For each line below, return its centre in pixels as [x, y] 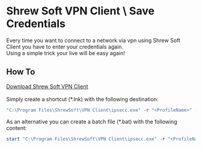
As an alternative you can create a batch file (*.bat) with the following [92, 122]
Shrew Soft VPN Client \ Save [81, 11]
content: [17, 128]
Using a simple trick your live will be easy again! [66, 53]
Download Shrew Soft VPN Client [47, 86]
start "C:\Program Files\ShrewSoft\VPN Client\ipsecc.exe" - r [86, 139]
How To [21, 72]
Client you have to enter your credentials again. [65, 47]
